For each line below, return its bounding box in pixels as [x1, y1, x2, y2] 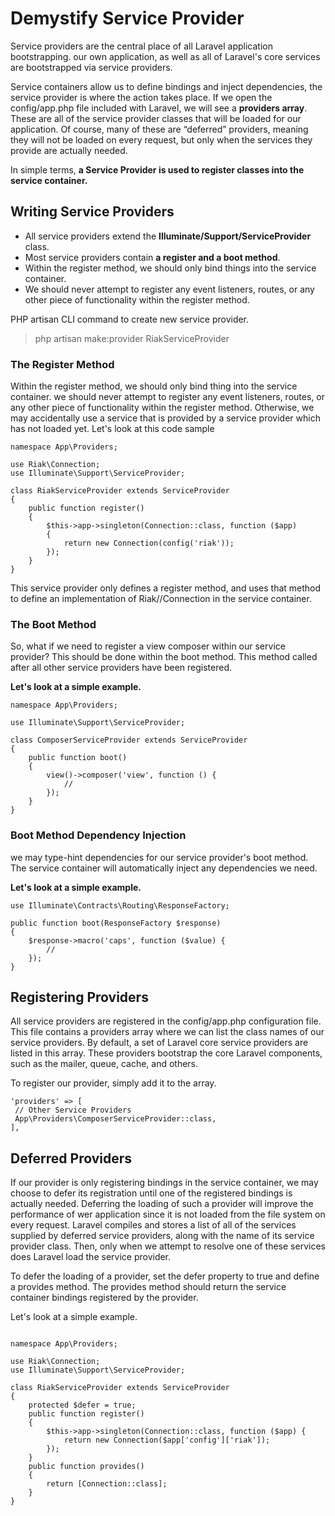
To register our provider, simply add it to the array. [10, 1077, 217, 1089]
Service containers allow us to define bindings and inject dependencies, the [10, 80, 323, 92]
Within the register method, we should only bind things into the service [24, 262, 317, 274]
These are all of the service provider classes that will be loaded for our [10, 112, 302, 124]
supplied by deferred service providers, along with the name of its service [10, 1230, 315, 1242]
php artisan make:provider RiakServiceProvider [34, 332, 230, 344]
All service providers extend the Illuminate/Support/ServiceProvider [24, 230, 312, 242]
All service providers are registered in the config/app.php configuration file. [10, 1015, 322, 1027]
